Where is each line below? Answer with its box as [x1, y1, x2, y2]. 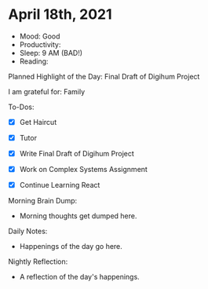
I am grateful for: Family [8, 86, 86, 96]
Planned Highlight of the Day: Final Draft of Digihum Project [8, 71, 200, 81]
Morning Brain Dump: [8, 196, 78, 206]
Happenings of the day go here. [19, 242, 123, 251]
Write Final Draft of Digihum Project [19, 149, 135, 159]
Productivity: [19, 39, 61, 49]
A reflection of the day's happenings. [19, 273, 140, 282]
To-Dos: [8, 102, 35, 112]
